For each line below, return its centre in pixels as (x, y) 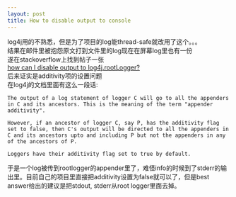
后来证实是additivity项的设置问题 (55, 76)
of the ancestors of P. (42, 141)
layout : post (26, 14)
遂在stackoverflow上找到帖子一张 (56, 59)
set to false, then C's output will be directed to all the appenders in (118, 129)
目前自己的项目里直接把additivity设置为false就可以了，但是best (118, 176)
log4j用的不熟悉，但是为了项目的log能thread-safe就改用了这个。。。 (104, 41)
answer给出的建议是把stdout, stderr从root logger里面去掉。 (94, 186)
